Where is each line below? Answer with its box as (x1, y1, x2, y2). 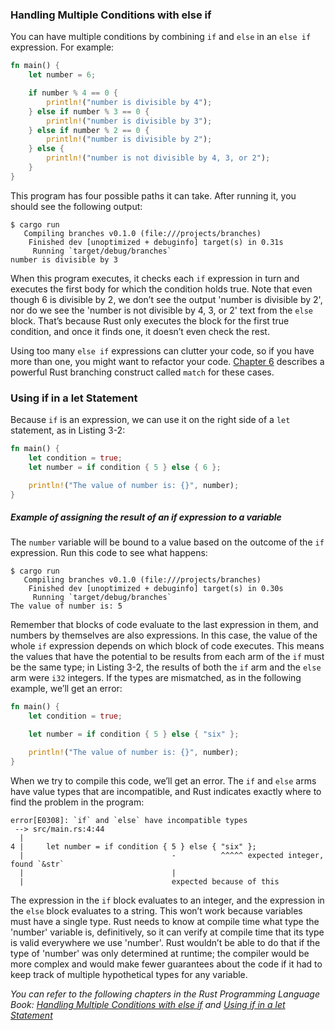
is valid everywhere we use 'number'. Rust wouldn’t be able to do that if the (10, 936, 321, 948)
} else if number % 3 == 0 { (28, 106, 150, 117)
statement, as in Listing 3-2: (10, 424, 126, 437)
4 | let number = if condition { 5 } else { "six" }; (10, 841, 257, 852)
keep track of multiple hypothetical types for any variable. (10, 968, 248, 980)
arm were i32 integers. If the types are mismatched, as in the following (10, 672, 302, 684)
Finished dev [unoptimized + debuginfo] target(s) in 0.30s (28, 584, 284, 594)
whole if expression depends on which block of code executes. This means (10, 640, 325, 652)
